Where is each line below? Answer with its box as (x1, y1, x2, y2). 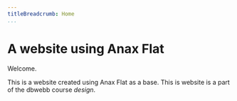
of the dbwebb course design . (7, 85, 96, 94)
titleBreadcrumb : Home (7, 10, 75, 18)
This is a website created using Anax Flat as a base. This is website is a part (7, 78, 230, 86)
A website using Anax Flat (7, 40, 165, 57)
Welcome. (7, 64, 37, 73)
